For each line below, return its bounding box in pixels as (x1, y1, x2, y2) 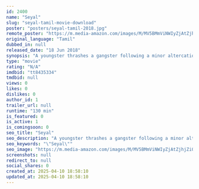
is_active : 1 (6, 119, 38, 125)
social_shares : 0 (6, 163, 49, 169)
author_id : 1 (6, 97, 38, 102)
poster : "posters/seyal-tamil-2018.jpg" (6, 25, 108, 31)
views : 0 (6, 81, 28, 87)
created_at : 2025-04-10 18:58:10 (6, 168, 89, 175)
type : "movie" (6, 58, 41, 64)
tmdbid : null (6, 75, 38, 81)
